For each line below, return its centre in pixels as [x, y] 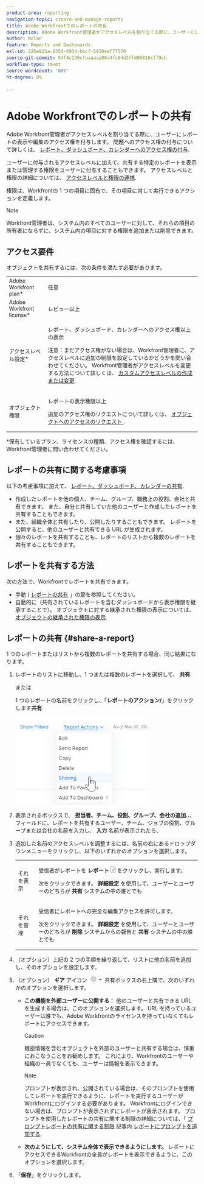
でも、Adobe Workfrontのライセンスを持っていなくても [120, 1016]
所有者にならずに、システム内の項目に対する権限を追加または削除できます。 [102, 231]
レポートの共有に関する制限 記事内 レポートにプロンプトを [119, 1126]
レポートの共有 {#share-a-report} [71, 639]
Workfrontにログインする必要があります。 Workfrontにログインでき [108, 1103]
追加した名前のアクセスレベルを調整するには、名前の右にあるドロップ [103, 844]
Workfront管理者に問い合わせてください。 [59, 449]
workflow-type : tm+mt [34, 64]
